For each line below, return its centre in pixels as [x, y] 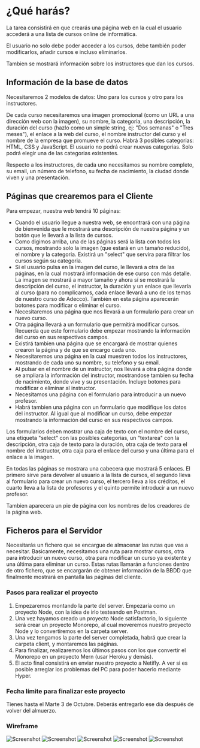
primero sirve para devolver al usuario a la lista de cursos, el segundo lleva [99, 475]
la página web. [24, 512]
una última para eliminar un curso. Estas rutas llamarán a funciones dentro [98, 564]
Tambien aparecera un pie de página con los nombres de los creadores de [98, 505]
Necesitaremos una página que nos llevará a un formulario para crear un [104, 311]
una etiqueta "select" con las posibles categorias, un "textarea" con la [93, 438]
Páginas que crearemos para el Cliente [80, 196]
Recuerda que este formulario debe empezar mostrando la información [102, 330]
